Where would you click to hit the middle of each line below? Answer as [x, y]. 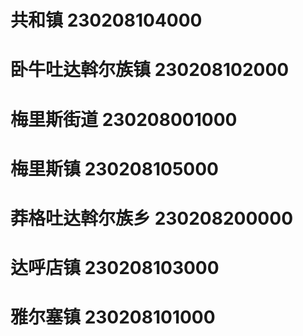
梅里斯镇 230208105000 [114, 168]
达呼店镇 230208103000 [115, 268]
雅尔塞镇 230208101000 [113, 317]
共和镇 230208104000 [106, 20]
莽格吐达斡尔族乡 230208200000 [152, 218]
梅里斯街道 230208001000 [124, 119]
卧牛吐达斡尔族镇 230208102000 [150, 70]
